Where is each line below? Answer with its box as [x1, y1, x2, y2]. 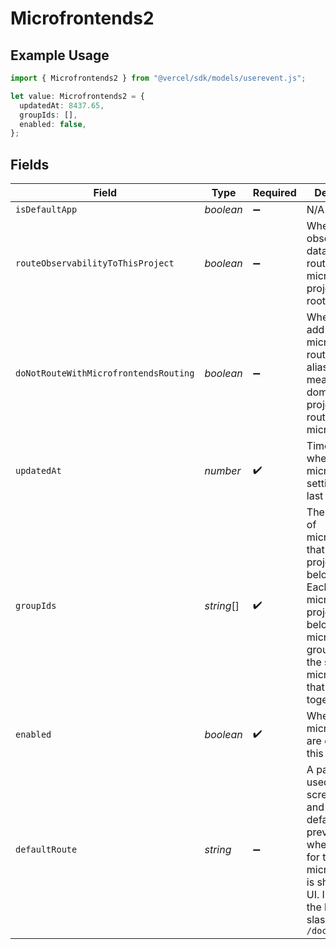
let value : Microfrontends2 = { [10, 91, 145, 101]
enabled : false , [19, 119, 87, 129]
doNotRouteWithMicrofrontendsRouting [15, 368, 195, 379]
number [204, 464, 242, 478]
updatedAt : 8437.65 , [19, 100, 105, 111]
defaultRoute [15, 844, 78, 856]
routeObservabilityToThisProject [15, 258, 175, 269]
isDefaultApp [15, 204, 78, 216]
